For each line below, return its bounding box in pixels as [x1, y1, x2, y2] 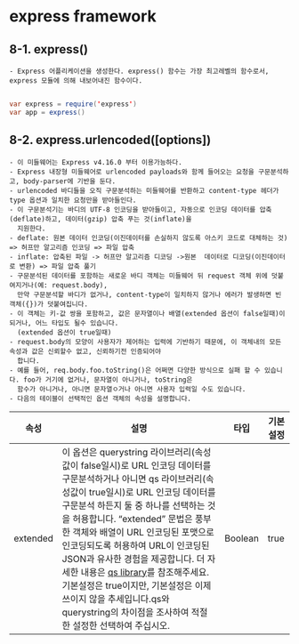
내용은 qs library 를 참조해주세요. [80, 566, 209, 578]
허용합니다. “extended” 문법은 [72, 512, 193, 525]
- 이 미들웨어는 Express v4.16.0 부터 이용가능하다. [9, 157, 182, 166]
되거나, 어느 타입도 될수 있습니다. [9, 318, 119, 327]
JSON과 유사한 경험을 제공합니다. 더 [61, 552, 206, 565]
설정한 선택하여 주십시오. [72, 619, 171, 632]
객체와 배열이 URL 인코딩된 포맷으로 [72, 526, 215, 538]
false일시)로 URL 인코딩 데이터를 [80, 459, 212, 471]
